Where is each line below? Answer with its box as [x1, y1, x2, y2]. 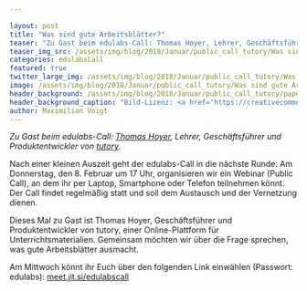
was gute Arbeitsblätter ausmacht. [9, 244, 139, 255]
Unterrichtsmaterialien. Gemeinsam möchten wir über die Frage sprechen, [9, 234, 290, 245]
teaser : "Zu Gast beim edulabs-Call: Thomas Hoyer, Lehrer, [9, 38, 244, 47]
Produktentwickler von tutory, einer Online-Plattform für [9, 224, 219, 235]
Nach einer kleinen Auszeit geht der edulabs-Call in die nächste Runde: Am [9, 159, 293, 170]
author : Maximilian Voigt [9, 106, 108, 115]
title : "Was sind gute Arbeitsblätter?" [9, 29, 166, 39]
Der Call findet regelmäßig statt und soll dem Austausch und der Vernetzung [9, 188, 298, 199]
